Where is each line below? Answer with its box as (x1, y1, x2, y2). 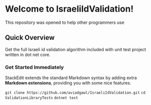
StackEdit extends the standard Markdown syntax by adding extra (5, 75, 137, 81)
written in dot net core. (5, 52, 51, 57)
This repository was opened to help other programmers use (5, 19, 125, 25)
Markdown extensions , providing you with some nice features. (5, 80, 132, 86)
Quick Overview (5, 34, 55, 42)
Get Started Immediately (5, 64, 64, 70)
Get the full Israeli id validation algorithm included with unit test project (5, 46, 147, 52)
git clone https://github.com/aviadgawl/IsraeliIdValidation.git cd (5, 90, 146, 95)
